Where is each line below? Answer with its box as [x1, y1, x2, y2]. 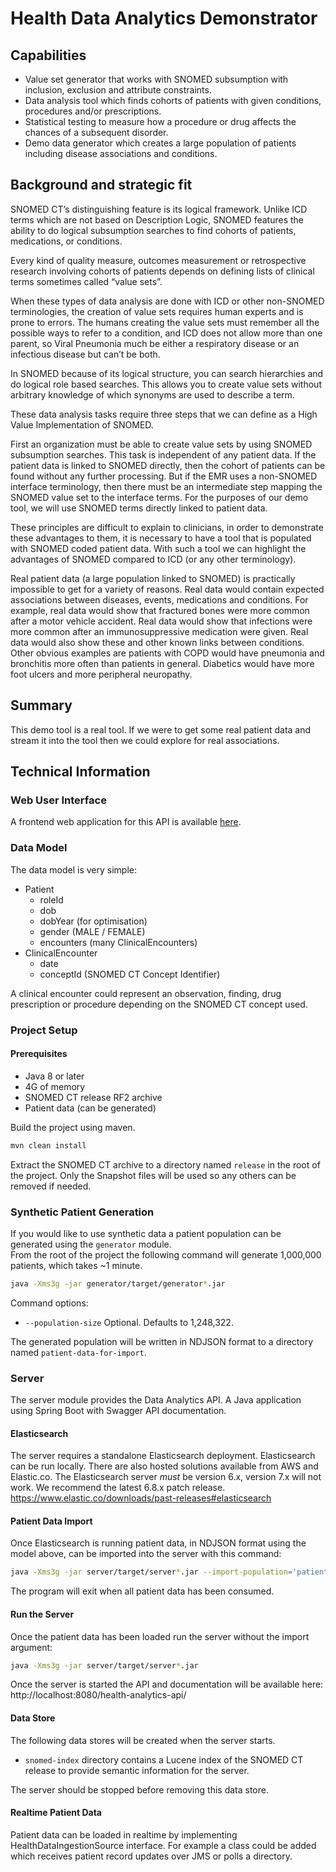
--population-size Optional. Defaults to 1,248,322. [24, 1316, 234, 1328]
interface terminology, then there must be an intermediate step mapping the [10, 480, 323, 492]
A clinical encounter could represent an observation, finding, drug [10, 987, 282, 999]
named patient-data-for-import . [10, 1346, 147, 1358]
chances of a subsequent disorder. [24, 127, 169, 138]
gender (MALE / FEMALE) [39, 925, 146, 937]
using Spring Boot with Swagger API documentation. [10, 1405, 227, 1417]
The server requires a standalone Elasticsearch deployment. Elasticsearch [10, 1450, 316, 1462]
